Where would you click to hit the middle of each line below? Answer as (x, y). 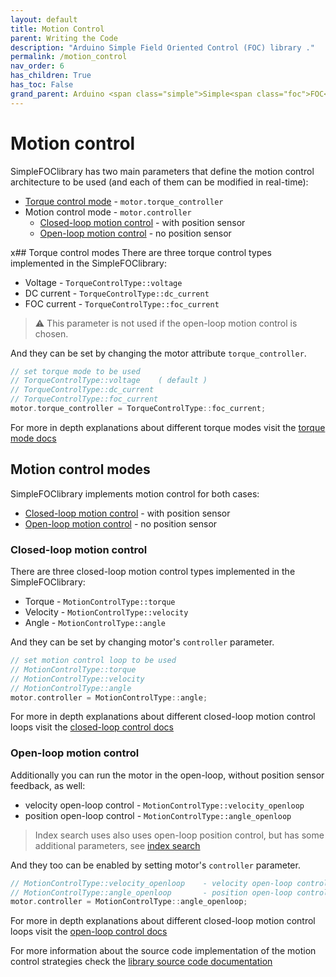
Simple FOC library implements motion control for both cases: (135, 493)
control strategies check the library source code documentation (141, 962)
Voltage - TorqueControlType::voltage (103, 282)
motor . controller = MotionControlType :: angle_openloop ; (129, 902)
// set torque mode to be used (75, 371)
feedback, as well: (48, 785)
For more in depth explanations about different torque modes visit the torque (168, 427)
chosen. (51, 333)
